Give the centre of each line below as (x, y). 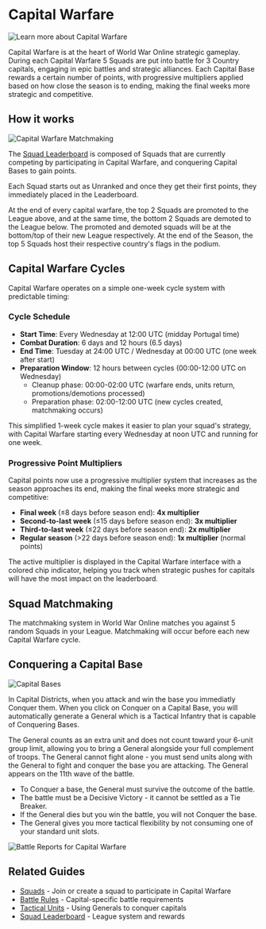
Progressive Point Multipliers (66, 463)
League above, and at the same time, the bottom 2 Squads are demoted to (130, 218)
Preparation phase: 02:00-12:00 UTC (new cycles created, (127, 401)
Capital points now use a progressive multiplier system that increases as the (133, 480)
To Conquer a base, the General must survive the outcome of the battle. (137, 789)
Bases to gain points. (42, 170)
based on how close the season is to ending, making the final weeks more (129, 86)
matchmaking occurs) (67, 410)
